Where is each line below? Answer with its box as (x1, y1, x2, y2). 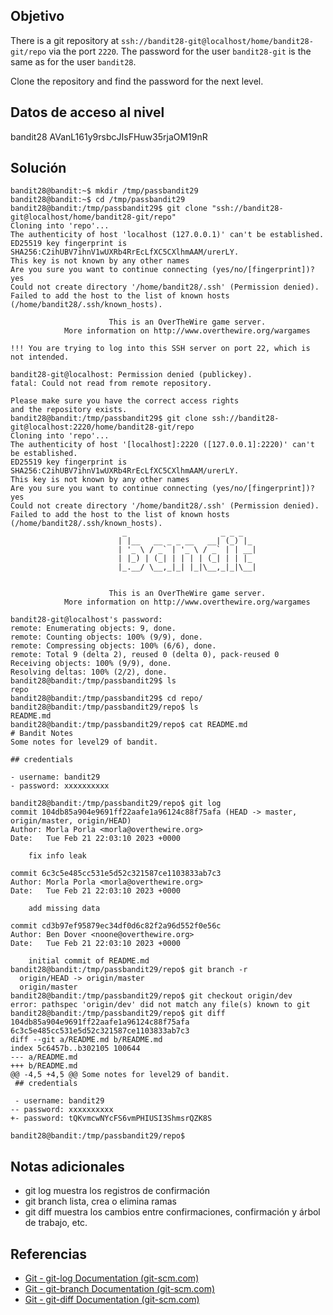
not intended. (10, 352, 70, 363)
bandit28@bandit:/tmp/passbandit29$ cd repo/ (10, 694, 203, 704)
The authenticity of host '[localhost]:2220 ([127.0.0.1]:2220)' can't (10, 440, 315, 450)
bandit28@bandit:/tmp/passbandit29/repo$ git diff (10, 1009, 226, 1019)
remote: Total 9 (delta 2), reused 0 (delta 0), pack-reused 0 (10, 650, 280, 660)
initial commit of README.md (28, 956, 150, 966)
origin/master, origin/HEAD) (10, 816, 132, 826)
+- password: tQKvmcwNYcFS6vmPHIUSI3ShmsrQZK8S (10, 1114, 213, 1124)
